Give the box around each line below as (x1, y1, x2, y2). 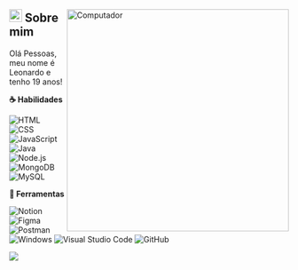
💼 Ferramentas (9, 188, 65, 199)
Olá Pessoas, (9, 48, 58, 59)
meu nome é (9, 57, 55, 67)
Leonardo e (9, 67, 51, 77)
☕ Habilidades (9, 94, 64, 105)
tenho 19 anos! (9, 76, 63, 87)
